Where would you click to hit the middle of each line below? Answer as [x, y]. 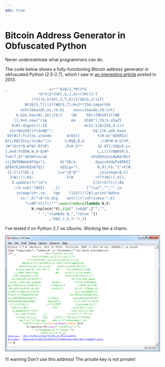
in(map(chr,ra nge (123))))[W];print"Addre [68, 193]
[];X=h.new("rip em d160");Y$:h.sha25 [68, 120]
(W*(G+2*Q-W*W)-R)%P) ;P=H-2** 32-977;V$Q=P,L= [68, 146]
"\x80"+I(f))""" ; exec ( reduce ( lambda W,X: [68, 203]
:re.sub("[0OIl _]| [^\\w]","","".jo [68, 188]
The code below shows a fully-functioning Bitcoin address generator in [77, 69]
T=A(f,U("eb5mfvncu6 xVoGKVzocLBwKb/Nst [68, 157]
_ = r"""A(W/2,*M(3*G [46, 89]
